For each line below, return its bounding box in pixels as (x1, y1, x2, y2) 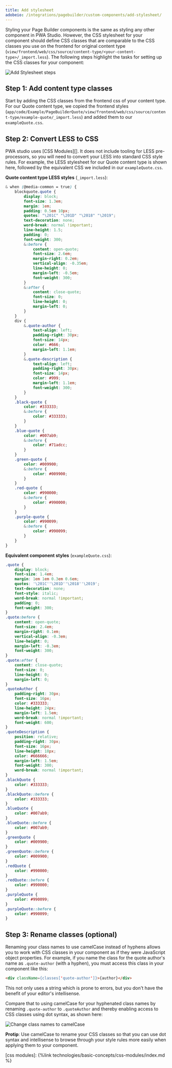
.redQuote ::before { (5, 878, 50, 883)
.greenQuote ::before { (5, 849, 54, 854)
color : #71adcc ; (32, 443, 68, 448)
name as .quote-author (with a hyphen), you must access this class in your (5, 960, 164, 967)
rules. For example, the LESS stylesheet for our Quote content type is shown (5, 159, 167, 165)
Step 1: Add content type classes (5, 84, 113, 93)
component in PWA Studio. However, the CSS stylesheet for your (5, 32, 143, 38)
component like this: (5, 966, 48, 972)
